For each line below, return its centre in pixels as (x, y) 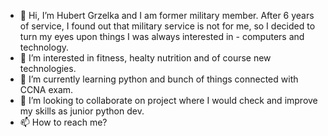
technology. (44, 47)
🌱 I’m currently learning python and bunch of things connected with (159, 79)
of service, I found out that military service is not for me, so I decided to (167, 26)
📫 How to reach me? (63, 122)
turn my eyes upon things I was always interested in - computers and (162, 36)
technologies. (48, 68)
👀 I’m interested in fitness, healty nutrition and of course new (145, 58)
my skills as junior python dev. (82, 111)
